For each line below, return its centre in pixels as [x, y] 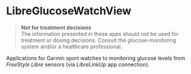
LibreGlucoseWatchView [69, 11]
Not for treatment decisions [56, 27]
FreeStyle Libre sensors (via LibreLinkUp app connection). [78, 64]
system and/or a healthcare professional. [72, 47]
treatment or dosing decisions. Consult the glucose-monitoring [98, 40]
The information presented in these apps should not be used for [100, 33]
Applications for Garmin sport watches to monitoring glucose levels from [96, 58]
